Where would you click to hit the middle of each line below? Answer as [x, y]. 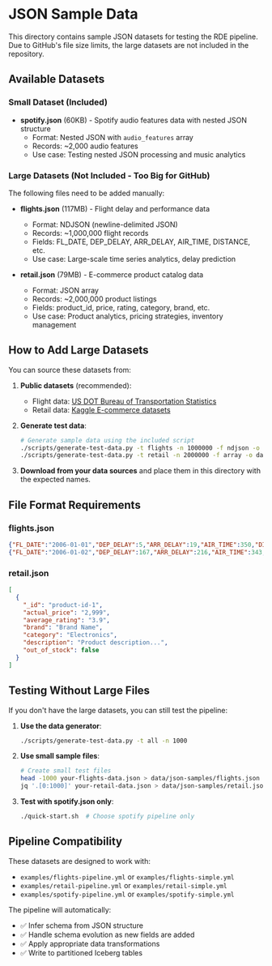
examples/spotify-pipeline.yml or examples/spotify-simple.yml [127, 894]
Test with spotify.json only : [67, 801]
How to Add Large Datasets [79, 350]
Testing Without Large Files [79, 691]
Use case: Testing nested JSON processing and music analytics [139, 154]
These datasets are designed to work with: [80, 861]
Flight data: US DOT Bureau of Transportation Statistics [124, 401]
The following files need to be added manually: [87, 193]
